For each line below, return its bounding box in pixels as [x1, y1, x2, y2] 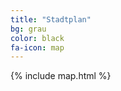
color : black [10, 33, 65, 43]
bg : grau [10, 24, 47, 34]
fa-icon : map [10, 42, 65, 53]
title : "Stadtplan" [10, 14, 92, 25]
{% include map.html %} [10, 70, 112, 82]
